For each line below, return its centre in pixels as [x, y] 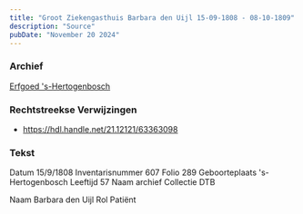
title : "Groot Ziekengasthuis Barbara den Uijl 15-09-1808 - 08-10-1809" [152, 18]
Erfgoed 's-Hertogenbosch [60, 86]
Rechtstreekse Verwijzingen [73, 110]
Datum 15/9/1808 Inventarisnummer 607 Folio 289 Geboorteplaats [133, 172]
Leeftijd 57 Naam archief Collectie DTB [142, 182]
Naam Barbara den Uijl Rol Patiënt [73, 199]
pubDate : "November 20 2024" [65, 34]
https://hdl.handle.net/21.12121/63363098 [100, 129]
